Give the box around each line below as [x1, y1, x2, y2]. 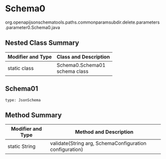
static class [7, 64, 34, 71]
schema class [56, 67, 89, 74]
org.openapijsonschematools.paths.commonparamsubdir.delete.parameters [5, 19, 160, 25]
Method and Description [75, 128, 134, 135]
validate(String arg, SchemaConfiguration [50, 140, 147, 147]
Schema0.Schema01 [56, 62, 106, 68]
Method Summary [5, 111, 62, 119]
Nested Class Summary [5, 39, 80, 47]
